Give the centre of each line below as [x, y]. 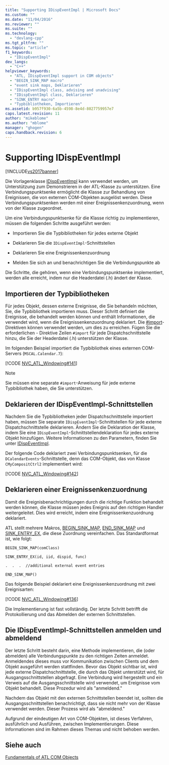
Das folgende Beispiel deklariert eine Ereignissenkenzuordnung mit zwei [80, 584]
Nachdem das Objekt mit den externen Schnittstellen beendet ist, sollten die [84, 698]
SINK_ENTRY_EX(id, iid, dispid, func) [46, 557]
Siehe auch [23, 745]
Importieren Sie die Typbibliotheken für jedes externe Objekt [75, 233]
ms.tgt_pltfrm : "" [24, 43]
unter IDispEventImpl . [27, 443]
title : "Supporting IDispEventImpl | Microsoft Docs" [63, 10]
